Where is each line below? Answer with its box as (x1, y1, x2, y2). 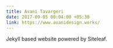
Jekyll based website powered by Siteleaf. (6, 36, 108, 43)
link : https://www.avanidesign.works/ (6, 19, 100, 25)
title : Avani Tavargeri (6, 8, 64, 15)
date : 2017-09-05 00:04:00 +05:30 (6, 14, 90, 20)
